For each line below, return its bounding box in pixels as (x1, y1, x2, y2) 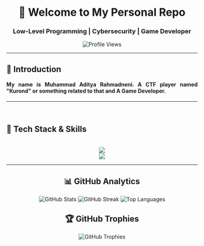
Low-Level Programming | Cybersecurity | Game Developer (13, 27, 191, 36)
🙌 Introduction (6, 64, 62, 75)
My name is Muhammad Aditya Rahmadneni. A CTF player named (6, 81, 198, 88)
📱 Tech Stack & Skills (6, 124, 87, 135)
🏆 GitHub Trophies (64, 214, 140, 224)
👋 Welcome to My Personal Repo (18, 5, 186, 19)
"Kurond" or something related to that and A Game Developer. (6, 87, 166, 95)
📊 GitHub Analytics (64, 176, 140, 187)
